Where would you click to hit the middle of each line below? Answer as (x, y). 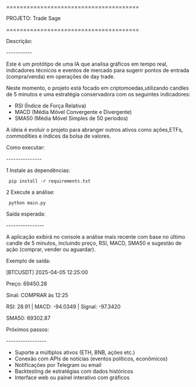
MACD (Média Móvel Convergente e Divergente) (73, 112)
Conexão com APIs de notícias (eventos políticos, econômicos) (91, 359)
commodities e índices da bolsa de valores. (59, 136)
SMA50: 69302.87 (29, 318)
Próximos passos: (28, 329)
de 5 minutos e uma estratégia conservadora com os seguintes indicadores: (98, 94)
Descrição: (19, 41)
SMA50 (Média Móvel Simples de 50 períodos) (71, 118)
